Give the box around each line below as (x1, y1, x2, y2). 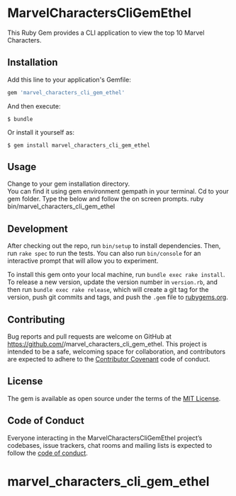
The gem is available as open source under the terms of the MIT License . (7, 394, 221, 402)
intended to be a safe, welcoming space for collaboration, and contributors (7, 347, 225, 356)
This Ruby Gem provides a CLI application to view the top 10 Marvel (7, 28, 205, 37)
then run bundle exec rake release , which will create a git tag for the (7, 286, 209, 294)
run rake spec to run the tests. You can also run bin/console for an (7, 249, 201, 258)
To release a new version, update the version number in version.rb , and (7, 278, 218, 286)
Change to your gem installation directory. (7, 179, 130, 188)
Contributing (7, 313, 65, 325)
